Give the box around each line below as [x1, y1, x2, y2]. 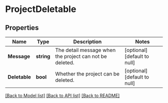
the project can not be [54, 53, 107, 59]
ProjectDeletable [5, 3, 76, 15]
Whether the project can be [54, 70, 120, 77]
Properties [5, 23, 39, 32]
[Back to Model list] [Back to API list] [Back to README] [5, 92, 120, 98]
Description [73, 38, 102, 45]
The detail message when [54, 46, 116, 53]
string [35, 53, 50, 59]
